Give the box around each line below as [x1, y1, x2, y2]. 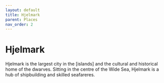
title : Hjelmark [5, 12, 40, 17]
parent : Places [5, 17, 38, 22]
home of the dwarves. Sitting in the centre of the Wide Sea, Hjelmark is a [5, 66, 159, 72]
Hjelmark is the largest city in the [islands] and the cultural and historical [5, 61, 158, 67]
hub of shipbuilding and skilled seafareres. [5, 72, 95, 78]
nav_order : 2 [5, 22, 33, 27]
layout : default [5, 7, 40, 13]
